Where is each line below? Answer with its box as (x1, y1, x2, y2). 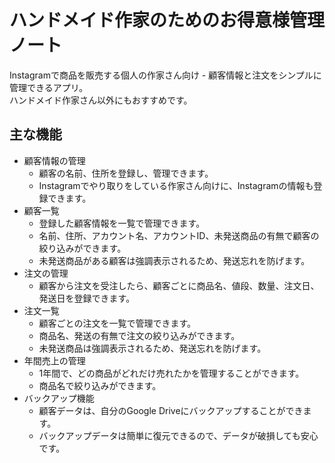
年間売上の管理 (23, 354, 86, 366)
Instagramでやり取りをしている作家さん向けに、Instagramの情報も (38, 179, 314, 191)
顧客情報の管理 (23, 154, 86, 166)
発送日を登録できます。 (38, 292, 136, 304)
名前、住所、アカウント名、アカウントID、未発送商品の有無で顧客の (38, 229, 320, 241)
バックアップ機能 (23, 392, 95, 404)
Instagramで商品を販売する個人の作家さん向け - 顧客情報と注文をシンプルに (9, 69, 322, 81)
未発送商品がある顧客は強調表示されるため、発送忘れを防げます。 (38, 254, 311, 266)
